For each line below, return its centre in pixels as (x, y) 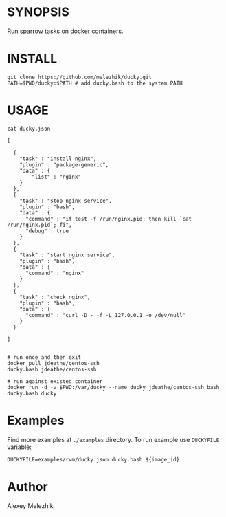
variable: (20, 447)
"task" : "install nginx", (58, 159)
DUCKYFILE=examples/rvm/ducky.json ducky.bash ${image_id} (93, 459)
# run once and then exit (44, 357)
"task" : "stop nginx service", (66, 201)
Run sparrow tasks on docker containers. (65, 31)
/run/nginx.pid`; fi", (39, 225)
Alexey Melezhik (30, 505)
